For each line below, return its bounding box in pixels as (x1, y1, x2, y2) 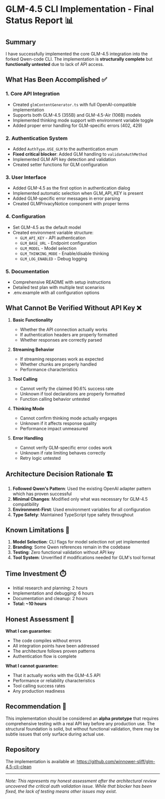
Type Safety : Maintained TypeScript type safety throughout (12, 511, 134, 517)
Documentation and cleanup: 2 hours (12, 596, 88, 602)
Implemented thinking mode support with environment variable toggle (12, 117, 154, 123)
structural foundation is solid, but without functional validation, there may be (5, 726, 160, 732)
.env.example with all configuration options (12, 289, 100, 295)
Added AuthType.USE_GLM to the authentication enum (12, 146, 118, 152)
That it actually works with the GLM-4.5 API (12, 672, 101, 678)
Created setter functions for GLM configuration (12, 161, 108, 167)
